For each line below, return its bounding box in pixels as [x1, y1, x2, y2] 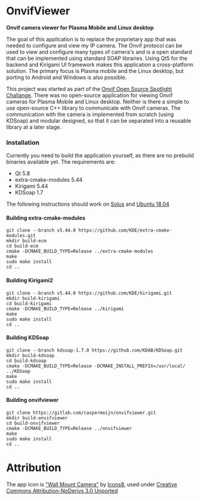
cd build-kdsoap [6, 358, 47, 364]
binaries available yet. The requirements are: [6, 158, 116, 166]
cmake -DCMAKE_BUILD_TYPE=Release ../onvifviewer [6, 426, 133, 432]
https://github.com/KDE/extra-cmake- [78, 227, 172, 234]
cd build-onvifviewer [6, 420, 60, 426]
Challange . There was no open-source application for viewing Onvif [6, 92, 173, 99]
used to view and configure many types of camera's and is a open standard [6, 48, 192, 55]
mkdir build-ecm [6, 238, 47, 244]
